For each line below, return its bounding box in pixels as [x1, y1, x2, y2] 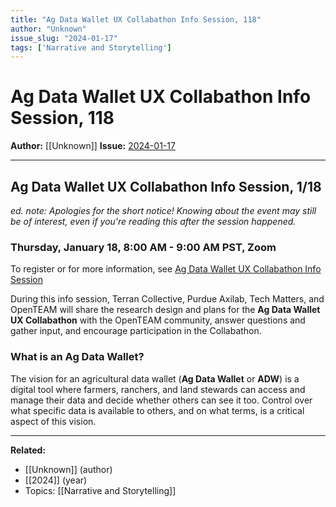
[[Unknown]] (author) [24, 463, 113, 475]
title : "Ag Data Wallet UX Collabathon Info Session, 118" [10, 14, 262, 25]
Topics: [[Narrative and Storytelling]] [24, 484, 177, 496]
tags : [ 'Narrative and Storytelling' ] [10, 42, 172, 53]
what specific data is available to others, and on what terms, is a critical [10, 404, 305, 416]
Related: [10, 444, 47, 456]
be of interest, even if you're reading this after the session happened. [10, 216, 297, 227]
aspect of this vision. [10, 415, 97, 427]
